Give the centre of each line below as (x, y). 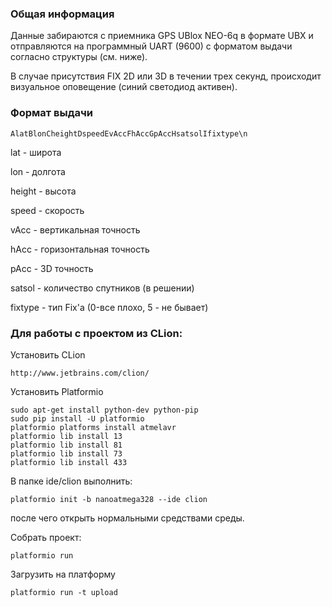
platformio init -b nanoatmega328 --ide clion (109, 499)
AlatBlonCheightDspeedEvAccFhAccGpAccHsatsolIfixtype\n (129, 133)
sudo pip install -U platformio (77, 418)
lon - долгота (38, 171)
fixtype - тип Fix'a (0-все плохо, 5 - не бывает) (109, 307)
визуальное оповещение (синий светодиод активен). (124, 87)
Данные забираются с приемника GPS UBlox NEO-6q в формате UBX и (162, 36)
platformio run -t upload (64, 592)
